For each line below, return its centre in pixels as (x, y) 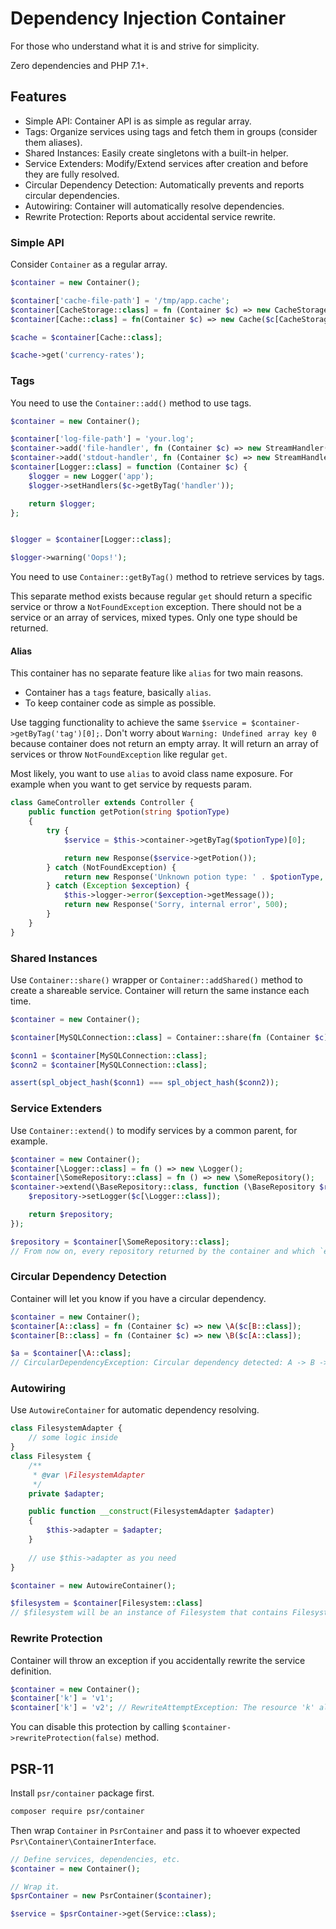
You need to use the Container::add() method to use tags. (131, 403)
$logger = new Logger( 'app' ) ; (91, 476)
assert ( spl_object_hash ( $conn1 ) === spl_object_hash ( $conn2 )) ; (145, 1083)
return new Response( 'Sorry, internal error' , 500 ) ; (175, 905)
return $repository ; (71, 1215)
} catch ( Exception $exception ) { (118, 886)
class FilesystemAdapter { (66, 1428)
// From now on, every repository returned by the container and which (162, 1251)
